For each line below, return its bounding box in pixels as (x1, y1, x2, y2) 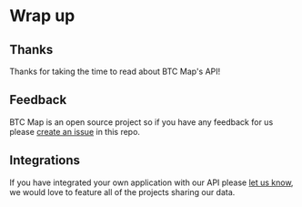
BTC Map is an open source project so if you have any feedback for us (9, 116, 274, 128)
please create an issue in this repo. (9, 126, 141, 137)
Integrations (9, 152, 80, 169)
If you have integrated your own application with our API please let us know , (9, 177, 294, 188)
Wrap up (9, 5, 75, 26)
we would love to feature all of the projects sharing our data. (9, 186, 236, 197)
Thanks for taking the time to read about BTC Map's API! (9, 66, 221, 77)
